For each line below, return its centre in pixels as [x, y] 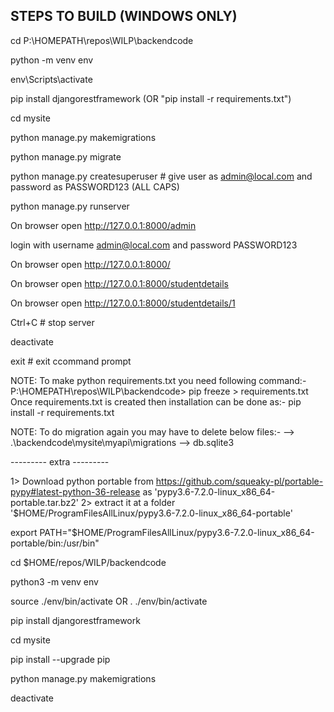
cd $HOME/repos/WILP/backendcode [88, 562]
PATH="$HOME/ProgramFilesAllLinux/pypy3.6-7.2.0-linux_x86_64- [177, 532]
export [24, 532]
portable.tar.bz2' [44, 502]
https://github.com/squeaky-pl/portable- [239, 481]
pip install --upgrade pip [60, 659]
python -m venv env [52, 60]
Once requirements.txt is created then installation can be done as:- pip [156, 401]
